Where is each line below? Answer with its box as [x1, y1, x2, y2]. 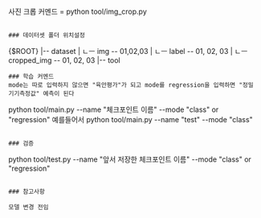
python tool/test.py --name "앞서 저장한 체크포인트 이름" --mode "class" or [8, 154, 251, 164]
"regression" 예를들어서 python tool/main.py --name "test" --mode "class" [8, 114, 253, 124]
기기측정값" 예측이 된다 [8, 89, 75, 97]
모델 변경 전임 [8, 203, 49, 211]
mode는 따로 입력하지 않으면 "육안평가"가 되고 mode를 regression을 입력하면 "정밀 [8, 80, 255, 89]
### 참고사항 [8, 187, 46, 195]
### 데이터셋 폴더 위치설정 [8, 31, 86, 39]
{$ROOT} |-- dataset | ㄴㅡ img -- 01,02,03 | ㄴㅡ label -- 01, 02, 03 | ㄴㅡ [8, 46, 248, 56]
